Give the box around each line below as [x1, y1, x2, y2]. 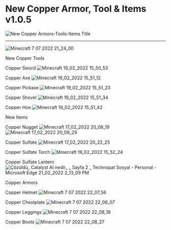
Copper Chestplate [5, 199, 45, 205]
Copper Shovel [5, 94, 37, 101]
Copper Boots [5, 219, 35, 225]
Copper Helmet [5, 189, 38, 195]
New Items [5, 114, 28, 120]
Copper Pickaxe [5, 84, 39, 90]
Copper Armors [5, 179, 38, 185]
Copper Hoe [5, 104, 32, 110]
